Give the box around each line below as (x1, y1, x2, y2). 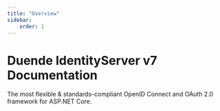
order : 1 (19, 23, 45, 30)
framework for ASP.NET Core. (7, 97, 92, 105)
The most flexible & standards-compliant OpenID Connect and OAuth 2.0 (7, 90, 214, 99)
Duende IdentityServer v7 (7, 52, 157, 68)
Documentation (7, 67, 98, 83)
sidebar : (7, 17, 32, 23)
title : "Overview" (7, 10, 60, 17)
